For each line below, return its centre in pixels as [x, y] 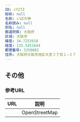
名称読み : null [19, 23]
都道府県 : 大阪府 [20, 32]
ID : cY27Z [15, 9]
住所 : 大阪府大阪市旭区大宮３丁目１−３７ [40, 54]
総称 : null [15, 14]
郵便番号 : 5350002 [22, 50]
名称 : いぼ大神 [18, 18]
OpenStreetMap [40, 113]
